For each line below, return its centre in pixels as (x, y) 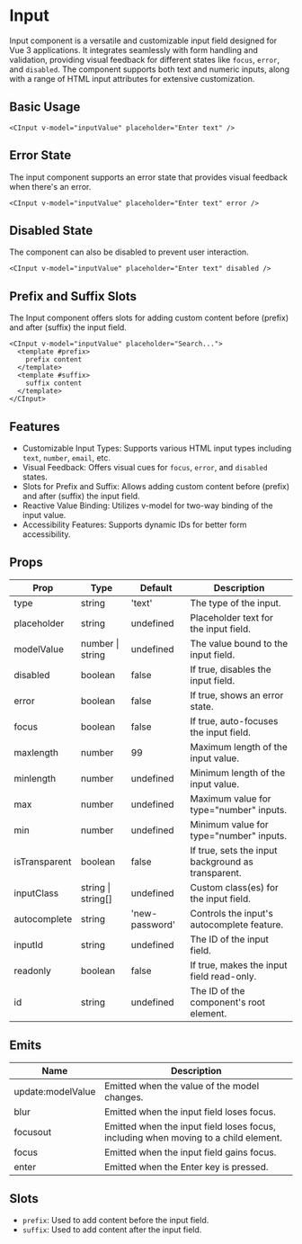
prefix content (54, 360)
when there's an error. (50, 186)
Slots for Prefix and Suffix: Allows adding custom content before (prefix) (156, 486)
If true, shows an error (237, 695)
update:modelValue (55, 1091)
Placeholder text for (232, 617)
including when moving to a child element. (194, 1137)
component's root (228, 1002)
